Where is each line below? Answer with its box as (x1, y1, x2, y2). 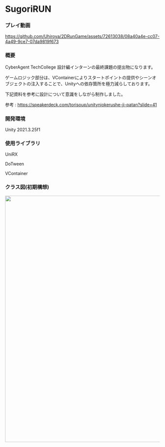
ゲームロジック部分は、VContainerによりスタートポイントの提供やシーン (5, 74, 152, 80)
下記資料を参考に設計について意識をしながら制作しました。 (5, 91, 126, 97)
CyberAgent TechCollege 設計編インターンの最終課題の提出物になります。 (5, 64, 156, 70)
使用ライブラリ (5, 140, 41, 146)
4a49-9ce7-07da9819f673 (5, 38, 59, 45)
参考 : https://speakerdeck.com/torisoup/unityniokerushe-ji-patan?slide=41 (5, 102, 157, 107)
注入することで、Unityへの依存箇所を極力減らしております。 (30, 80, 153, 87)
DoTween (5, 161, 25, 167)
